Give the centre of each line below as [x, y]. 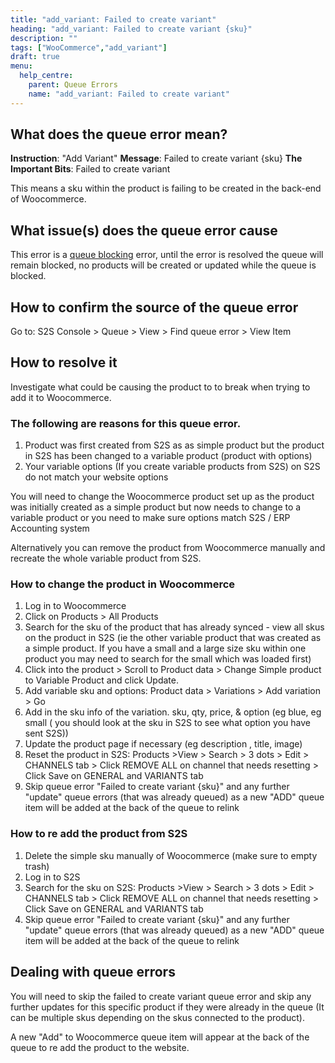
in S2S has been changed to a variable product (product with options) [168, 456]
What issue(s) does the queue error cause [144, 230]
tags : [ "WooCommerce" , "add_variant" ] [89, 47]
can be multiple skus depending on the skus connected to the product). [157, 1017]
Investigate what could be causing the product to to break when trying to [160, 387]
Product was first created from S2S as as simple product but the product [174, 445]
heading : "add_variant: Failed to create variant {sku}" [131, 29]
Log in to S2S [52, 877]
